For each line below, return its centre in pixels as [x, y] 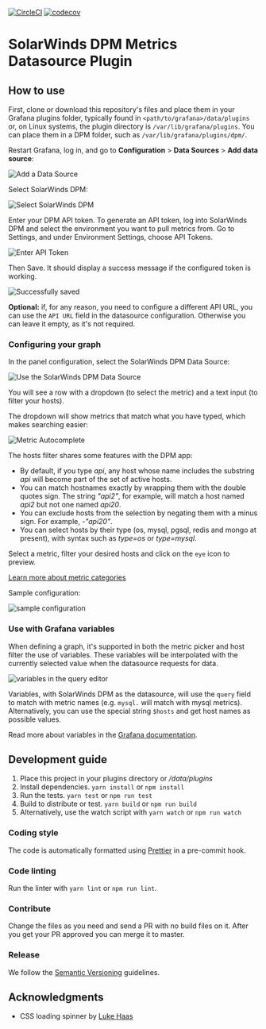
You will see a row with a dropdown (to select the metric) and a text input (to [133, 392]
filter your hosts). [37, 401]
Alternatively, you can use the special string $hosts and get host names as [129, 711]
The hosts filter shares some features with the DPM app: [100, 456]
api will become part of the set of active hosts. [96, 480]
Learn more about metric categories [67, 578]
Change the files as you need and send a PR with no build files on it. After [128, 926]
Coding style [33, 833]
